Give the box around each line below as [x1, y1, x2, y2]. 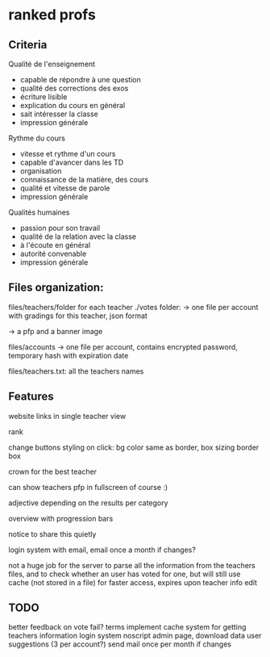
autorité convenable [19, 249, 87, 258]
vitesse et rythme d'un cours [19, 149, 116, 158]
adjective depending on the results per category [8, 498, 168, 508]
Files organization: [8, 281, 104, 295]
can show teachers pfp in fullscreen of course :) [8, 482, 168, 492]
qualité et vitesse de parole [19, 183, 110, 193]
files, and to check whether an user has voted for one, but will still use [8, 569, 241, 579]
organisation [19, 166, 62, 175]
